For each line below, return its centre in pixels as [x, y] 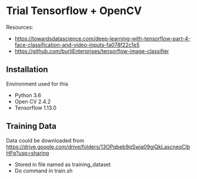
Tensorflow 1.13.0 [36, 108]
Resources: [20, 27]
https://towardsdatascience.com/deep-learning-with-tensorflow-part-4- [103, 38]
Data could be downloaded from [45, 140]
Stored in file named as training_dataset [63, 164]
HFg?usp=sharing [28, 153]
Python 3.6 [28, 95]
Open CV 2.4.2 [33, 101]
